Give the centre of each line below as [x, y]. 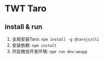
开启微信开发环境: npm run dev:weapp [50, 51]
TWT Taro [26, 9]
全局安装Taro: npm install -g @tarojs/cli [55, 39]
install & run [24, 27]
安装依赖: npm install [34, 45]
